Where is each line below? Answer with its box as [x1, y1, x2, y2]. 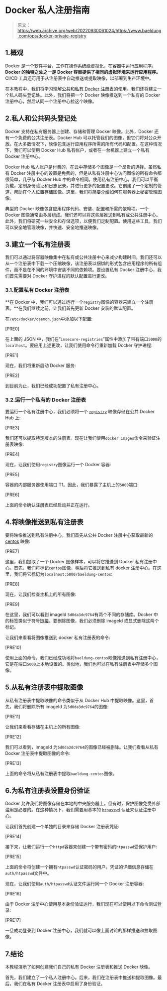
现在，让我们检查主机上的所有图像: [5, 591, 77, 597]
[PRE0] [5, 326, 20, 332]
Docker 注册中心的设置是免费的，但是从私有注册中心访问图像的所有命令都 [10, 170, 162, 176]
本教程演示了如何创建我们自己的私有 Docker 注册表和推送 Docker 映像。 [5, 964, 153, 970]
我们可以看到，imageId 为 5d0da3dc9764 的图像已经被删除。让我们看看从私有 [5, 744, 159, 750]
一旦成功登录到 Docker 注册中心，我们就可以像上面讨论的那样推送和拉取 [5, 927, 153, 934]
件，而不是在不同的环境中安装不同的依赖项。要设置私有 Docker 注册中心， [5, 267, 158, 273]
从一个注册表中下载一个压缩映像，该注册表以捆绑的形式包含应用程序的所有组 [5, 260, 162, 266]
